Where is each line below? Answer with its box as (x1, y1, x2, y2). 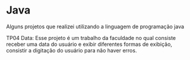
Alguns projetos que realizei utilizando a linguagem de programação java (6, 23, 185, 30)
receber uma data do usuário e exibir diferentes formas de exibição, (6, 41, 172, 48)
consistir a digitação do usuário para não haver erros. (6, 46, 137, 54)
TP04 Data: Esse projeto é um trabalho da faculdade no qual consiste (6, 34, 176, 41)
